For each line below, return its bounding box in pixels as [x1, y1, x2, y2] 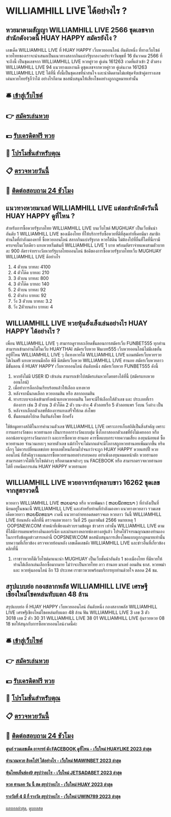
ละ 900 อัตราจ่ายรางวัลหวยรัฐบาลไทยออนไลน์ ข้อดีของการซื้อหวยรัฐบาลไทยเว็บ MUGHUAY [6, 248, 162, 254]
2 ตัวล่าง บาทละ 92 [13, 292, 47, 299]
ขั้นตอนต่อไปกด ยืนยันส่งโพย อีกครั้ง [13, 413, 74, 419]
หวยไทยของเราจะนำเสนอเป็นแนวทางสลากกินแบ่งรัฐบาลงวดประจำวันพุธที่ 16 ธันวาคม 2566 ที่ [6, 53, 163, 58]
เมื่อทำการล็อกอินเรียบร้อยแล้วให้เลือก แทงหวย [13, 384, 90, 390]
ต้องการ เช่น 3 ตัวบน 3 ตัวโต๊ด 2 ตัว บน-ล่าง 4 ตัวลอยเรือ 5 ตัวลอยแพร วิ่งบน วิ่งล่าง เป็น [13, 402, 163, 408]
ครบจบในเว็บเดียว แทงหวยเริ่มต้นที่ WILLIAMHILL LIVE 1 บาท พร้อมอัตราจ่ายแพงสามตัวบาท [6, 242, 164, 248]
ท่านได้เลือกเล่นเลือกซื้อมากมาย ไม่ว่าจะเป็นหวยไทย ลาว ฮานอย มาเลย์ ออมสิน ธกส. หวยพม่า [13, 561, 166, 567]
